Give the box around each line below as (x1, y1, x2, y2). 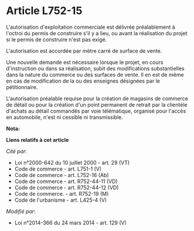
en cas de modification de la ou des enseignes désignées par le (6, 77, 160, 84)
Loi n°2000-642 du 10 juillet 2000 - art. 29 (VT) (14, 159, 130, 166)
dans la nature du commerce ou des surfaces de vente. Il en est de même (6, 71, 184, 78)
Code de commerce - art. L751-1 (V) (14, 165, 101, 172)
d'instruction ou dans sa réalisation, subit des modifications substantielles (6, 64, 185, 72)
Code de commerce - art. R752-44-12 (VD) (14, 184, 119, 191)
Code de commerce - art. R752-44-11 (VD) (14, 178, 118, 185)
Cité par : (6, 148, 28, 155)
